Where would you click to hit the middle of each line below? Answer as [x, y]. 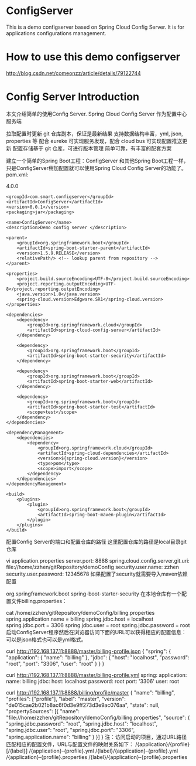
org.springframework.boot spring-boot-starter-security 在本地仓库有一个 [94, 594]
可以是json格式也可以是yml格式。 [46, 639]
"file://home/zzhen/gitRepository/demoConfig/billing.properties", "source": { [98, 717]
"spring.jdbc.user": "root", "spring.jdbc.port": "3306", [71, 730]
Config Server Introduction [73, 97]
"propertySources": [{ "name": [43, 711]
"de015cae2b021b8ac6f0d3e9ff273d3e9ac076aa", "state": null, [83, 705]
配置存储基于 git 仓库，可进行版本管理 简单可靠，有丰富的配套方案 [92, 148]
